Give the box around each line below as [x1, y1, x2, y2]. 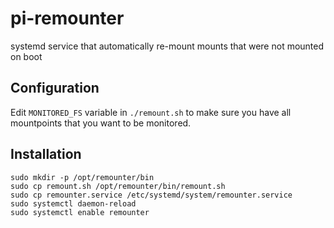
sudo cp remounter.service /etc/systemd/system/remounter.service [10, 190, 293, 200]
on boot [10, 50, 43, 62]
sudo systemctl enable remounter [10, 207, 150, 217]
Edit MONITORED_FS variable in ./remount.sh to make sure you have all [10, 106, 292, 118]
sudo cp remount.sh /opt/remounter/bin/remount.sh [10, 181, 226, 191]
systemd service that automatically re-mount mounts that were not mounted [10, 40, 325, 52]
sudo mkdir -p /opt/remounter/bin [10, 172, 155, 182]
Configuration [10, 80, 100, 97]
